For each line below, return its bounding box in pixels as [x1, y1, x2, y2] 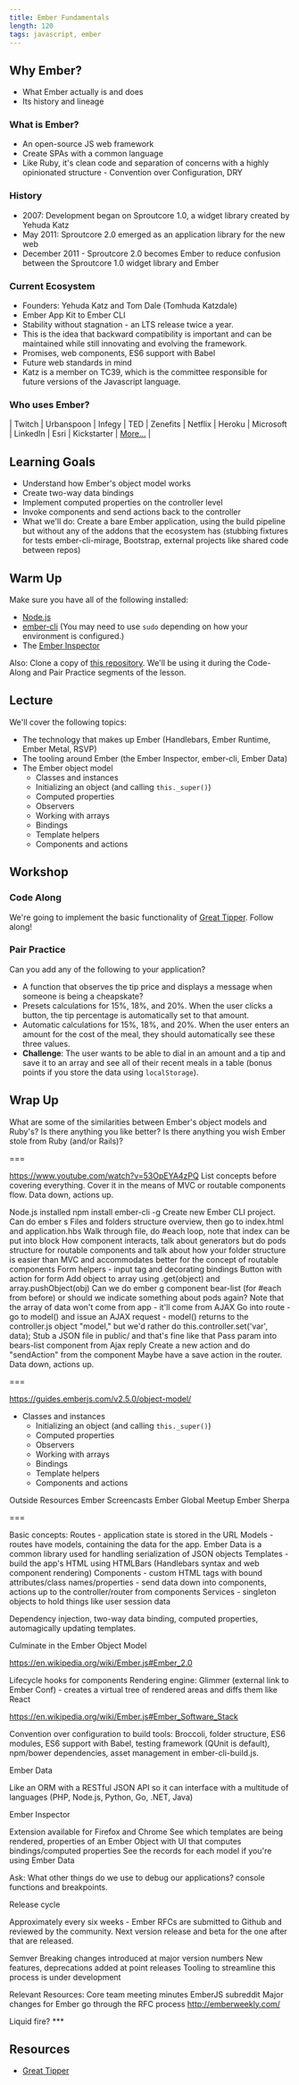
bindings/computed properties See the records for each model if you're [9, 1845, 272, 1856]
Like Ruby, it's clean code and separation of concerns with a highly [21, 157, 270, 168]
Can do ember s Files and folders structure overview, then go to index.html [9, 1216, 284, 1227]
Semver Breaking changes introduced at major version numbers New [9, 1953, 263, 1963]
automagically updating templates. [9, 1622, 137, 1633]
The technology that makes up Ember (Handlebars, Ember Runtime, [21, 734, 271, 745]
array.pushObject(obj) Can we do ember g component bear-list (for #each [9, 1282, 282, 1293]
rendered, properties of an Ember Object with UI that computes [9, 1835, 242, 1846]
